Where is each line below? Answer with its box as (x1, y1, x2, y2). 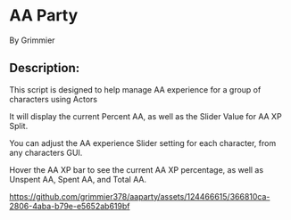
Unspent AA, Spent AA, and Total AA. (9, 174, 147, 184)
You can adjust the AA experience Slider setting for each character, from (9, 137, 277, 148)
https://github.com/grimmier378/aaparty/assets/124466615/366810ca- (9, 191, 270, 201)
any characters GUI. (9, 147, 83, 158)
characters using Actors (9, 94, 98, 104)
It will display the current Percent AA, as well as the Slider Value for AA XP (9, 110, 283, 121)
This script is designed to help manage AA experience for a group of (9, 84, 262, 94)
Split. (9, 120, 29, 131)
